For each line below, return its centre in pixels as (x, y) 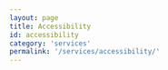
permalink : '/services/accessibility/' (85, 52)
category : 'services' (50, 43)
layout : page (34, 18)
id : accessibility (44, 35)
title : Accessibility (50, 26)
